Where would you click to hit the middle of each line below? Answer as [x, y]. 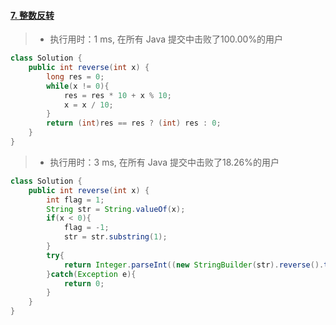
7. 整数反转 [32, 15]
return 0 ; [84, 283]
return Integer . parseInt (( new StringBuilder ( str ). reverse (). [194, 265]
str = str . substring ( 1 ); [115, 237]
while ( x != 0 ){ [78, 86]
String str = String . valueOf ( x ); [116, 209]
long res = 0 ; [75, 76]
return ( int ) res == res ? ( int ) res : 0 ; [134, 123]
